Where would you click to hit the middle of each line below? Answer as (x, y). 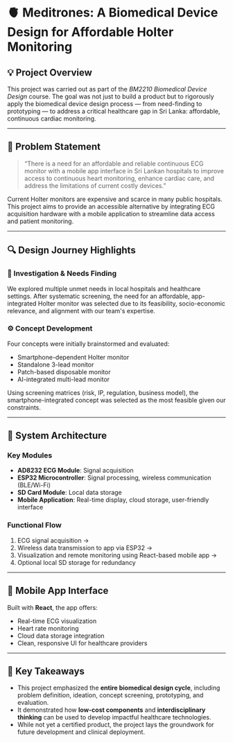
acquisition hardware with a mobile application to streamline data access (111, 213)
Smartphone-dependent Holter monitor (73, 357)
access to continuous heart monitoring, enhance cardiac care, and (119, 178)
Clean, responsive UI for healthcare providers (82, 643)
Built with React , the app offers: (53, 607)
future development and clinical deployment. (81, 732)
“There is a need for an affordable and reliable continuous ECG (114, 164)
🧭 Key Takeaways (46, 671)
